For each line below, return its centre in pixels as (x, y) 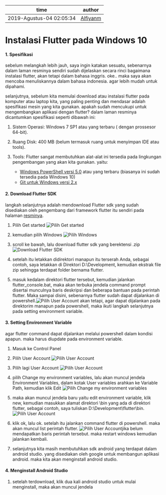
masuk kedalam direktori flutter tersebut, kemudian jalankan (73, 279)
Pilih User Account (31, 358)
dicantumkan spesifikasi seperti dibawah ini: (50, 117)
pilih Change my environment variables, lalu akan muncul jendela (79, 377)
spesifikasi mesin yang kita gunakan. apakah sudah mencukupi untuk (76, 107)
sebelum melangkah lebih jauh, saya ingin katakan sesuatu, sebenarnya (78, 65)
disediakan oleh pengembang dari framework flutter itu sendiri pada (75, 210)
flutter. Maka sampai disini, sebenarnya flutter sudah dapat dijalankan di (86, 295)
